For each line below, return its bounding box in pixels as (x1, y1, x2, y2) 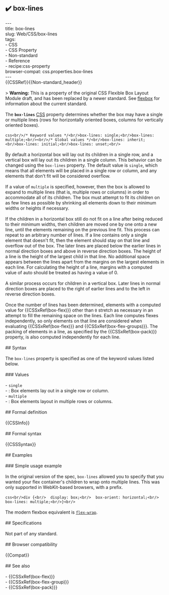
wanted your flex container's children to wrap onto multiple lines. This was (5, 479, 160, 485)
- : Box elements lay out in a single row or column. (5, 387, 109, 393)
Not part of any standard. (5, 530, 58, 536)
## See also (5, 563, 30, 569)
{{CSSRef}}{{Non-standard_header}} (5, 79, 82, 85)
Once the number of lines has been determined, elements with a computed (5, 302, 161, 308)
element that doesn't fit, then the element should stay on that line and (5, 237, 150, 243)
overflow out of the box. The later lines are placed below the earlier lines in (5, 242, 161, 249)
